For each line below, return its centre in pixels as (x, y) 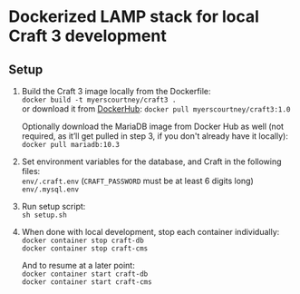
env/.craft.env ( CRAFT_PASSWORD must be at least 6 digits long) (138, 181)
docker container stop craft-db (82, 240)
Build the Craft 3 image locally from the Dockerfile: (116, 91)
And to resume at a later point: (78, 265)
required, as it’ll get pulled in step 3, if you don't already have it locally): (155, 136)
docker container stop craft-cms (85, 249)
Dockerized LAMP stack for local (134, 17)
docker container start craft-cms (87, 282)
